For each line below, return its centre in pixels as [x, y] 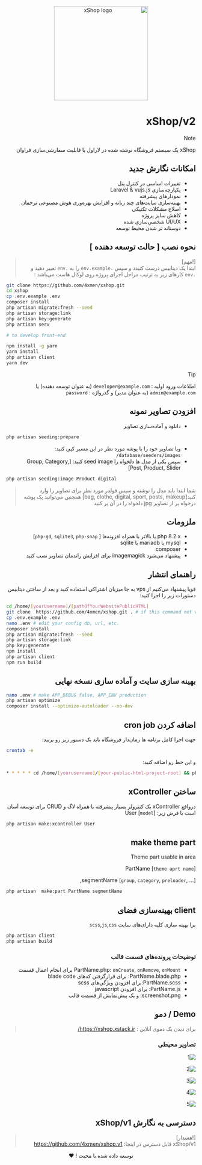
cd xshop [17, 291]
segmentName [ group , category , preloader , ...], [138, 880]
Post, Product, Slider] [155, 468]
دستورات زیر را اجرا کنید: [168, 595]
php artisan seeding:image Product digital [62, 479]
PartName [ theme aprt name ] [161, 869]
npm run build [24, 662]
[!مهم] [188, 261]
